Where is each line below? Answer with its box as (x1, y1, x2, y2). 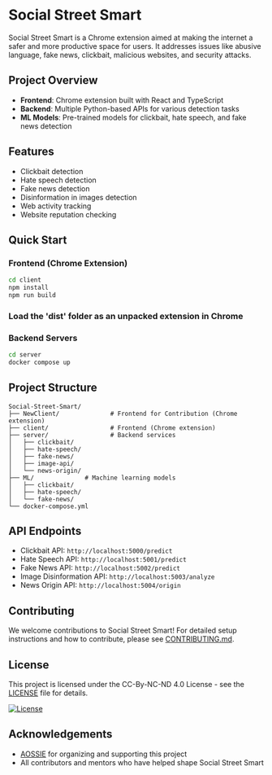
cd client (8, 276, 42, 284)
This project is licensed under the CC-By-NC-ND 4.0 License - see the (8, 680, 245, 690)
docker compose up (8, 358, 71, 366)
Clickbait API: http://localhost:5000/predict (19, 545, 173, 555)
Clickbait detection (19, 166, 84, 176)
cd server (8, 351, 42, 359)
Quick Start (8, 233, 67, 247)
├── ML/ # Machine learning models (8, 474, 176, 482)
